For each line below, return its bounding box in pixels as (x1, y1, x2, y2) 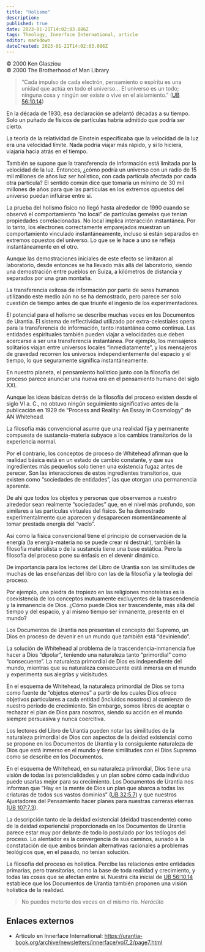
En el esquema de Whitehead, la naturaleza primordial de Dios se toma (6, 682, 185, 690)
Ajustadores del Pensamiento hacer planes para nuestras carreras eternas (6, 797, 194, 804)
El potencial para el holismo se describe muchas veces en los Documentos (6, 311, 195, 319)
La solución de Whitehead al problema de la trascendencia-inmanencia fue (6, 644, 196, 652)
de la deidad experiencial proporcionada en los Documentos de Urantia (6, 822, 186, 829)
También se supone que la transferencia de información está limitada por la (6, 159, 196, 167)
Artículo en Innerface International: (15, 932, 103, 939)
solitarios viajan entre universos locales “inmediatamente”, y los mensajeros (6, 344, 198, 351)
